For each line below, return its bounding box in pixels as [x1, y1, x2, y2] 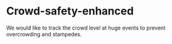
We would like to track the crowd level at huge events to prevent [6, 24, 166, 31]
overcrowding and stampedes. [6, 30, 82, 37]
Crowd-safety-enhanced [6, 4, 134, 18]
